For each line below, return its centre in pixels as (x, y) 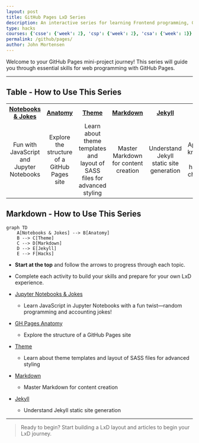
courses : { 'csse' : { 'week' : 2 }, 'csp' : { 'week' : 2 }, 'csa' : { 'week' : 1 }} (99, 34)
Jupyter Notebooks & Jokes (49, 294)
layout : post (22, 12)
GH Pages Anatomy (39, 323)
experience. (29, 282)
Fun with (25, 144)
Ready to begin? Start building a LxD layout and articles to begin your (105, 427)
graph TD (17, 227)
